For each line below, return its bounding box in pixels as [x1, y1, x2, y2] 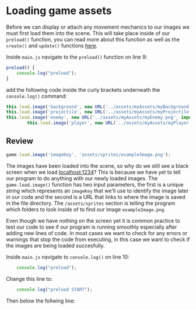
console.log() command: [6, 92, 67, 99]
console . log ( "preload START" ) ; [16, 287, 93, 292]
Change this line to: [6, 275, 52, 282]
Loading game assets [6, 4, 112, 18]
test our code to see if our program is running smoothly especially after [6, 223, 177, 230]
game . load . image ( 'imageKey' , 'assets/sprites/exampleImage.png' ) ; [6, 151, 171, 157]
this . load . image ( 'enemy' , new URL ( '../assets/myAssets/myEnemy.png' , [6, 115, 179, 120]
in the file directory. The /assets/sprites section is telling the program [6, 199, 176, 206]
